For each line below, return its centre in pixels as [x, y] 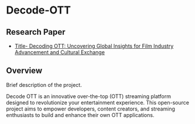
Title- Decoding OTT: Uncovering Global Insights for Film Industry [94, 46]
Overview [24, 71]
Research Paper [36, 32]
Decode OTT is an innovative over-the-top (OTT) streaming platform [89, 96]
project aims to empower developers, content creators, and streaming [90, 109]
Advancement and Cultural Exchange [60, 52]
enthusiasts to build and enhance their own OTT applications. [80, 115]
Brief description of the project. [44, 85]
